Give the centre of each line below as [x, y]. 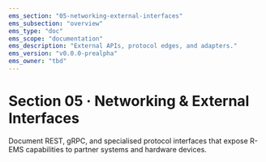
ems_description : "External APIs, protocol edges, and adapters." [123, 46]
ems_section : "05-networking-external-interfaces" [96, 16]
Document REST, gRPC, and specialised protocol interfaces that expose [129, 141]
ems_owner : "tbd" [38, 62]
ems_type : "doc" [36, 31]
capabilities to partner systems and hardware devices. [116, 149]
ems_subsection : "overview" [56, 23]
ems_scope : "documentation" [56, 38]
